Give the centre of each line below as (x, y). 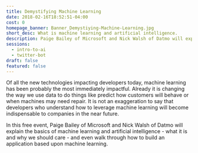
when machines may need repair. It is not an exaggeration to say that (90, 101)
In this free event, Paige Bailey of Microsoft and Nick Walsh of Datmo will (95, 125)
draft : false (22, 60)
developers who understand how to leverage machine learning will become (97, 108)
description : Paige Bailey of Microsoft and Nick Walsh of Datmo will (95, 39)
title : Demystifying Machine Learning (54, 11)
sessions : (18, 45)
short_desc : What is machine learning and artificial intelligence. (92, 33)
